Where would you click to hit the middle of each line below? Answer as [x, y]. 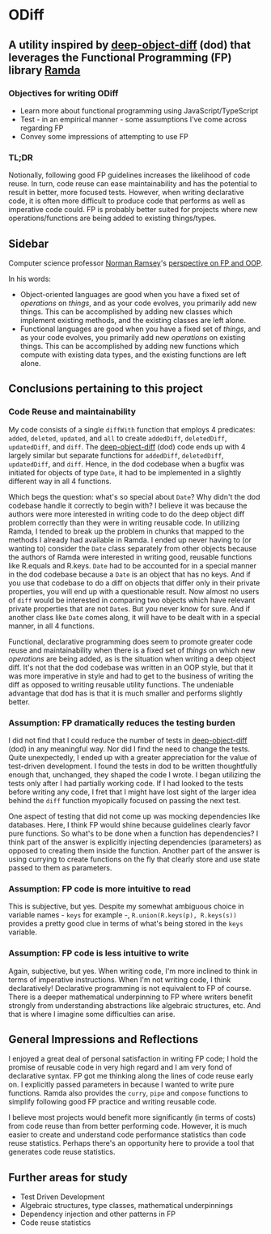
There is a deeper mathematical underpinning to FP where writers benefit [131, 997]
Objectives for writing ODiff [64, 93]
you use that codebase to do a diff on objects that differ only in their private [134, 583]
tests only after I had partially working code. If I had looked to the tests [126, 783]
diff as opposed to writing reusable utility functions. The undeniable [121, 684]
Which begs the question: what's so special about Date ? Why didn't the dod [134, 496]
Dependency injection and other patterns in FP [98, 1214]
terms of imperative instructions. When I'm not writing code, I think [120, 979]
